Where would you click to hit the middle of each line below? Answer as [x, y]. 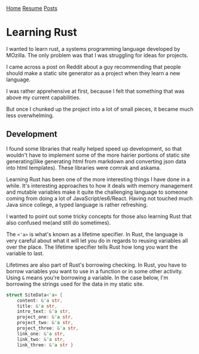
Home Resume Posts [32, 8]
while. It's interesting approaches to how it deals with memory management [99, 185]
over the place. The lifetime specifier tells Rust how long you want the [92, 247]
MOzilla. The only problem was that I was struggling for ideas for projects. [97, 55]
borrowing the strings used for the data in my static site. [75, 284]
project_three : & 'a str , [48, 328]
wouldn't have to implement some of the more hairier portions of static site [98, 155]
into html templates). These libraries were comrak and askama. [84, 167]
